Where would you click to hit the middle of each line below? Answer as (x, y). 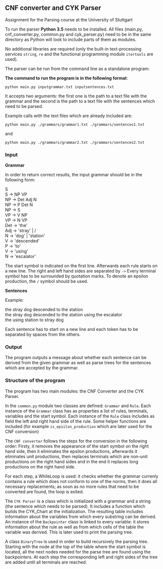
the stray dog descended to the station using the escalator (64, 315)
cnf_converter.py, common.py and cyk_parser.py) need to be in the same (78, 34)
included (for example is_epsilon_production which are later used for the (79, 426)
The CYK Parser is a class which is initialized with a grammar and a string (78, 501)
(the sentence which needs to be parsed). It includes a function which (75, 506)
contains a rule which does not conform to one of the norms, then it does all (81, 481)
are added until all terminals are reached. (46, 562)
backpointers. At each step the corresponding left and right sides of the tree (81, 557)
